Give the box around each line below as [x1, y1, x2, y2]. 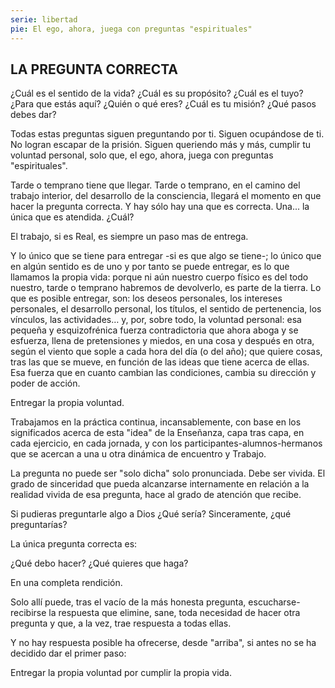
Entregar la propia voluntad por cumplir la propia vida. [10, 667, 232, 679]
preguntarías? [10, 519, 68, 531]
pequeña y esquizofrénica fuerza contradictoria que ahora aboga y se [10, 324, 299, 336]
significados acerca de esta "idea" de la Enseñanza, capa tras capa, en [10, 427, 305, 439]
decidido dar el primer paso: [10, 647, 127, 660]
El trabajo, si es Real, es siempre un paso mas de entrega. [10, 231, 249, 243]
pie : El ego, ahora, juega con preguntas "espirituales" [10, 24, 253, 34]
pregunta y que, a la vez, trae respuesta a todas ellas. [10, 617, 232, 630]
